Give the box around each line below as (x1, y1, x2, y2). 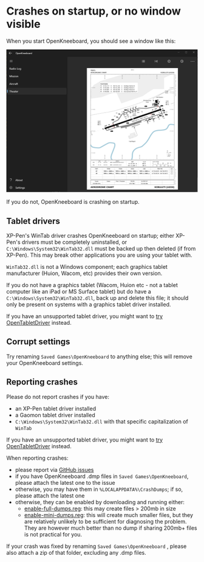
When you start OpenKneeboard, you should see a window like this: (6, 37, 176, 44)
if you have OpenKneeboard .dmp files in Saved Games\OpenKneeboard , (15, 473, 189, 480)
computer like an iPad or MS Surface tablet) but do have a (6, 288, 152, 295)
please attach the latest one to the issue (15, 479, 115, 486)
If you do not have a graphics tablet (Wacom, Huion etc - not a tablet (6, 282, 178, 288)
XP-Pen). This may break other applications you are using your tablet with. (6, 251, 192, 258)
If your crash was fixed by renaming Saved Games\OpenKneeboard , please (6, 543, 187, 550)
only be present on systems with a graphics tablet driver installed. (6, 301, 171, 308)
